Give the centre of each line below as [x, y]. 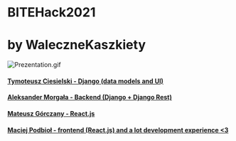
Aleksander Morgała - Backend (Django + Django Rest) [90, 98]
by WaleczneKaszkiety [77, 45]
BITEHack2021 [52, 12]
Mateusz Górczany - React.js [51, 113]
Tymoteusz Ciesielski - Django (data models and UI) [85, 81]
